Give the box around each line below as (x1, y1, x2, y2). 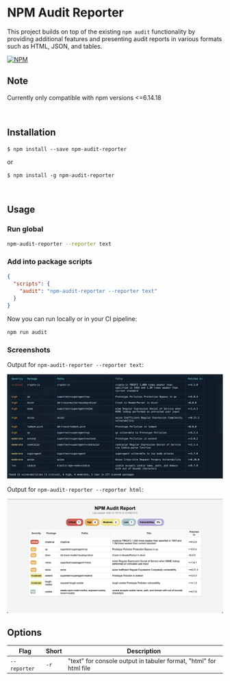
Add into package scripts (7, 257, 92, 267)
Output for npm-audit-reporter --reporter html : (7, 486, 144, 494)
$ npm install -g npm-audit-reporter (7, 171, 115, 179)
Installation (7, 127, 56, 139)
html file (68, 664, 91, 672)
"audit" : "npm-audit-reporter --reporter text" (19, 288, 157, 295)
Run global (7, 224, 44, 234)
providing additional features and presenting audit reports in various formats (7, 34, 222, 43)
